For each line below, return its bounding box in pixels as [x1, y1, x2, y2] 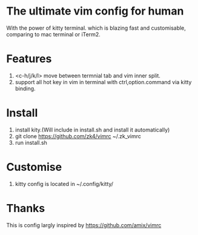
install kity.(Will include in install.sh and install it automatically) [15, 126, 170, 133]
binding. [15, 85, 36, 92]
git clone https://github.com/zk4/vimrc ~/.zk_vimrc [15, 132, 141, 140]
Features [6, 52, 52, 66]
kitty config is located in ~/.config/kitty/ [15, 180, 114, 187]
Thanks [6, 201, 45, 215]
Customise [6, 161, 62, 174]
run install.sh [15, 139, 47, 146]
